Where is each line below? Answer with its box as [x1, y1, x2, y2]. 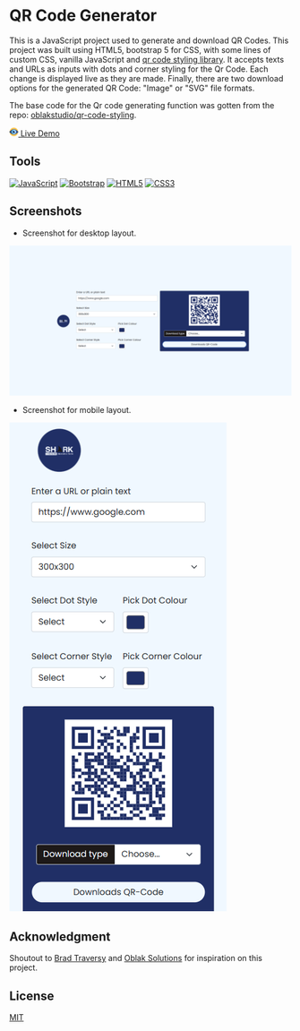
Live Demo [20, 127, 60, 139]
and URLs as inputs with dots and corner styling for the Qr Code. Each [9, 64, 269, 74]
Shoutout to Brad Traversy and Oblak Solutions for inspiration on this [9, 953, 262, 964]
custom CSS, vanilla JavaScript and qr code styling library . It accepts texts [9, 54, 285, 64]
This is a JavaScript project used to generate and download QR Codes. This [9, 35, 289, 46]
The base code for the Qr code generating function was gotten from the [9, 99, 275, 110]
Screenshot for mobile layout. [21, 405, 132, 416]
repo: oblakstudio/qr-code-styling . [9, 109, 137, 120]
